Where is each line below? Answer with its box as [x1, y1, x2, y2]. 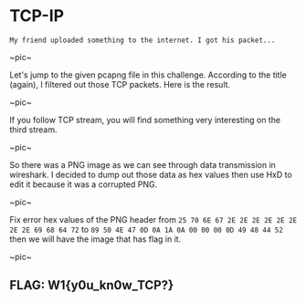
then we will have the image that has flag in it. [9, 234, 182, 245]
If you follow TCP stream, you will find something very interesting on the [9, 114, 281, 125]
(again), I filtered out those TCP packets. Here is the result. [9, 78, 231, 89]
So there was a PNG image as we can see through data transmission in [9, 159, 277, 170]
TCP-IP [9, 5, 65, 26]
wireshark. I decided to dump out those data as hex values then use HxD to [9, 169, 292, 180]
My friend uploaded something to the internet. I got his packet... [9, 36, 276, 45]
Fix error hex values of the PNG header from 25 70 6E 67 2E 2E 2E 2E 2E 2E [9, 213, 298, 224]
